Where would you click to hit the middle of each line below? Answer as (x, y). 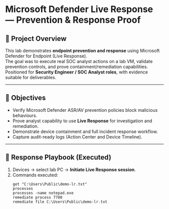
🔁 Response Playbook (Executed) (58, 157)
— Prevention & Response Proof (73, 20)
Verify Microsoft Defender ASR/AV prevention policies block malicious (85, 110)
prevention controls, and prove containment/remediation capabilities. (77, 67)
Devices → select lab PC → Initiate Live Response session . (74, 169)
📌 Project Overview (36, 39)
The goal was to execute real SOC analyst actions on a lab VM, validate (79, 61)
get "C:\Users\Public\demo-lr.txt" (50, 184)
